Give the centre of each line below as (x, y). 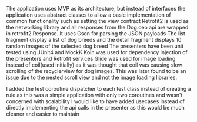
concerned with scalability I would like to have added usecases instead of (96, 101)
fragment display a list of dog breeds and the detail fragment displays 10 (94, 40)
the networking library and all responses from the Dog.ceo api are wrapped (97, 27)
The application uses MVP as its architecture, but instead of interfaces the (96, 9)
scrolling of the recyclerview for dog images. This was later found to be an (96, 71)
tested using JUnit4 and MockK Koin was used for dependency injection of (97, 52)
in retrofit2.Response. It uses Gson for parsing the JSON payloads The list (96, 34)
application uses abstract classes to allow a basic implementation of (89, 15)
